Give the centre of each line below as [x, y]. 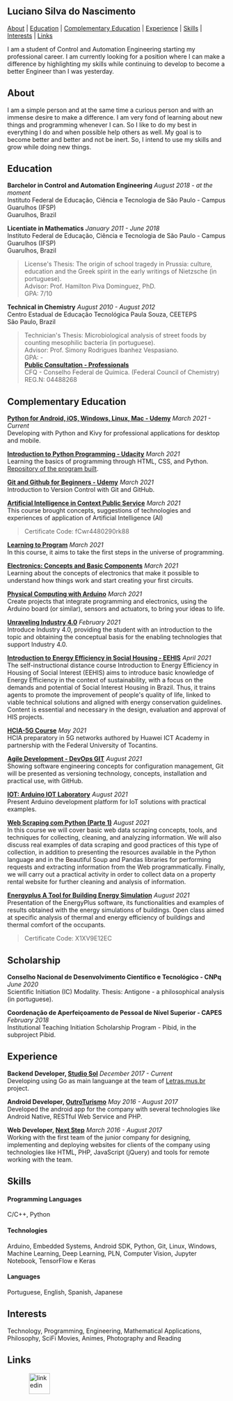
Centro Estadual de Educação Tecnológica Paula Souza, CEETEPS [102, 314]
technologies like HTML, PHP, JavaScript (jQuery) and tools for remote [109, 1152]
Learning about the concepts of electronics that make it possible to [103, 573]
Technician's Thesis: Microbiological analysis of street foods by [115, 335]
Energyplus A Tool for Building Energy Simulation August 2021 [98, 895]
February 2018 [28, 1020]
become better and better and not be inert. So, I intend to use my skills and [114, 139]
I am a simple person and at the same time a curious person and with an [110, 110]
